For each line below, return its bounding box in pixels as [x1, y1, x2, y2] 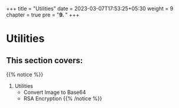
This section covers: [6, 55, 83, 66]
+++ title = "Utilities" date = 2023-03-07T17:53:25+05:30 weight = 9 [6, 5, 174, 12]
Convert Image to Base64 [23, 89, 86, 96]
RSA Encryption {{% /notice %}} [23, 95, 102, 102]
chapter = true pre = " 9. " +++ [6, 11, 80, 18]
